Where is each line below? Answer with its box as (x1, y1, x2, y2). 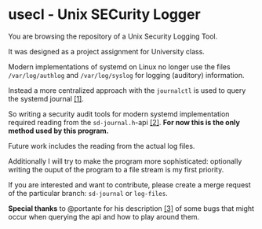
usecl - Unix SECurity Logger (8, 6, 202, 24)
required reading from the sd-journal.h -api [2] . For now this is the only (8, 117, 241, 127)
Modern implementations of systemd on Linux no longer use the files (8, 61, 231, 72)
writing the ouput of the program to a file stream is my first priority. (8, 164, 224, 174)
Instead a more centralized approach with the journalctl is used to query (8, 85, 246, 95)
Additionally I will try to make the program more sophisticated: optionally (8, 156, 242, 166)
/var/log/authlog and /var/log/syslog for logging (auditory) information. (8, 70, 245, 79)
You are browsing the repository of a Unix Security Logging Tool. (8, 31, 218, 41)
